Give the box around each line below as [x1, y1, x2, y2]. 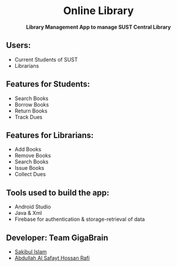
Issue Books [14, 165, 45, 172]
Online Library [63, 4, 134, 18]
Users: [6, 40, 31, 50]
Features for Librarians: [6, 130, 94, 140]
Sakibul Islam [14, 248, 47, 255]
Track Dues [14, 113, 43, 121]
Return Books [14, 107, 48, 114]
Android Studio [14, 203, 51, 210]
